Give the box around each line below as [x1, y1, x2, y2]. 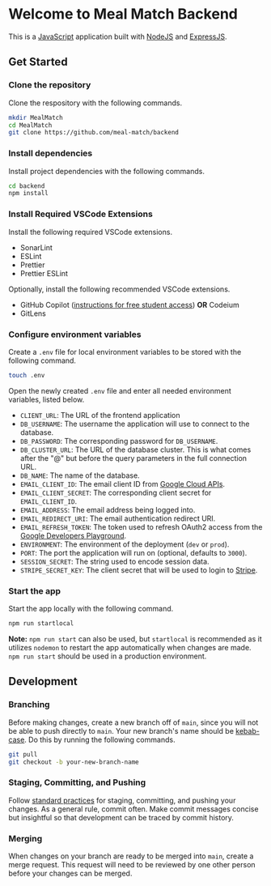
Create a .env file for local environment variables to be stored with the [8, 347, 242, 356]
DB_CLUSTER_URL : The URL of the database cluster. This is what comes [19, 445, 252, 454]
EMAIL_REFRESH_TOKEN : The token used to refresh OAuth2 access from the [19, 522, 263, 531]
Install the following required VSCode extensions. [8, 227, 172, 236]
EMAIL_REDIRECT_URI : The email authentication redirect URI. [19, 513, 216, 523]
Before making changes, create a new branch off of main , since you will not [8, 718, 259, 727]
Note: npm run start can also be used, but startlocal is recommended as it [8, 633, 263, 644]
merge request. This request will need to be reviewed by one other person [8, 859, 256, 869]
